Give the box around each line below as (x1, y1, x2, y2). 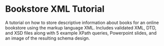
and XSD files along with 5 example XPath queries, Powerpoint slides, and (5, 30, 157, 36)
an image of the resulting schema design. (5, 35, 90, 41)
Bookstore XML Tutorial (5, 3, 105, 15)
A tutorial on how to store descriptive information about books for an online (5, 20, 159, 25)
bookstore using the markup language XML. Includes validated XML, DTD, (5, 24, 157, 30)
